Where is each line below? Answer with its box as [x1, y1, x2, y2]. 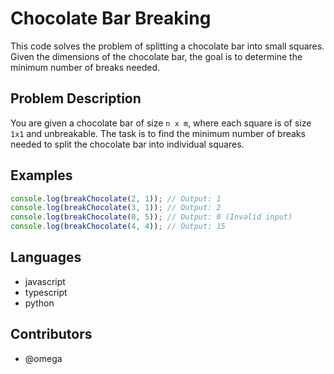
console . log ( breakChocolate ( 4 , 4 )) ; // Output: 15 [10, 222, 226, 232]
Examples [10, 167, 73, 184]
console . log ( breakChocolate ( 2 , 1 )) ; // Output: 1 [10, 193, 222, 204]
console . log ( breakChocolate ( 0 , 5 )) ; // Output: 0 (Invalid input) [10, 212, 293, 222]
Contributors [10, 326, 93, 343]
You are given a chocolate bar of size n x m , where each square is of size [10, 117, 312, 129]
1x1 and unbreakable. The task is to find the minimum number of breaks [10, 127, 306, 139]
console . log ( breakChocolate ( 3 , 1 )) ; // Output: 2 [10, 203, 222, 213]
